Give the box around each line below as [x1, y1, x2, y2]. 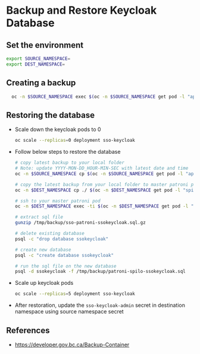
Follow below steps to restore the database [14, 148, 121, 156]
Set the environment [6, 40, 84, 50]
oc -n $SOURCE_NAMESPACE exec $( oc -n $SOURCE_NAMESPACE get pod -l [11, 94, 185, 100]
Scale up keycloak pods [14, 280, 74, 287]
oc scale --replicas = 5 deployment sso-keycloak [14, 291, 135, 297]
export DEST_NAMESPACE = [6, 61, 65, 67]
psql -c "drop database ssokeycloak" [14, 236, 109, 242]
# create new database [14, 247, 71, 253]
